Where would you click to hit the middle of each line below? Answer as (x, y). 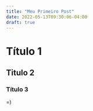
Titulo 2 (20, 73)
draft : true (20, 22)
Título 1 (24, 51)
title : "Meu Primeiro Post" (40, 11)
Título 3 (17, 89)
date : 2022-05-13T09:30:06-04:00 (47, 17)
